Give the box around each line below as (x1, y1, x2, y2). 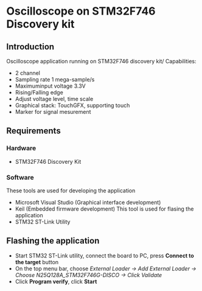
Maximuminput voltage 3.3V (15, 82, 86, 89)
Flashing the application (6, 236, 100, 246)
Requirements (6, 126, 61, 136)
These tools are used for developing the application (6, 187, 136, 194)
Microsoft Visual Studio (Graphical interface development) (15, 198, 161, 206)
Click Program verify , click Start (15, 278, 97, 285)
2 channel (15, 69, 41, 77)
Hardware (6, 144, 37, 153)
